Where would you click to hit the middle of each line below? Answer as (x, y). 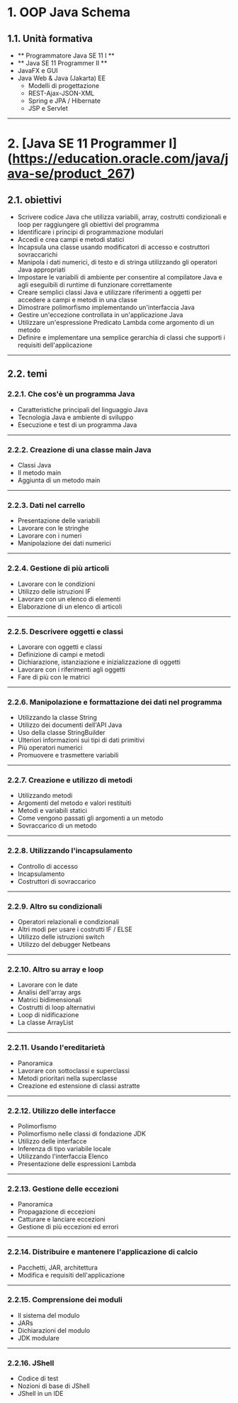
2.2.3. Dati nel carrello (46, 505)
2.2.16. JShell (31, 1363)
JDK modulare (39, 1338)
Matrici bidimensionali (50, 1000)
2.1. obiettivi (35, 200)
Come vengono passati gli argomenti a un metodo (90, 818)
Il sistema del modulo (49, 1315)
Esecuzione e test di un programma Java (77, 425)
